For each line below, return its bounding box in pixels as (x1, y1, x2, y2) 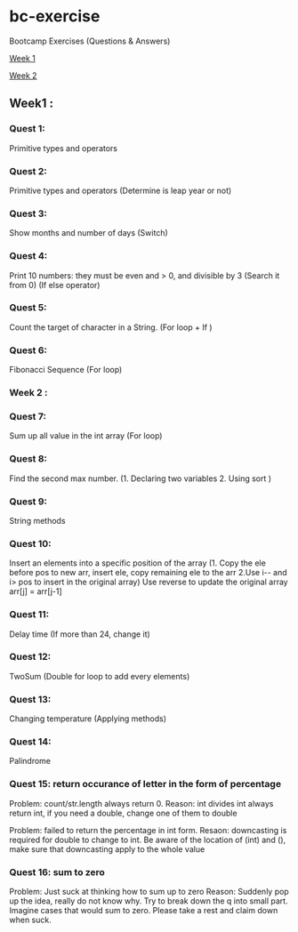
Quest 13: (9, 693, 52, 705)
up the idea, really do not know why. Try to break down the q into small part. (9, 896, 288, 906)
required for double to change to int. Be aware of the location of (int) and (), (9, 834, 286, 845)
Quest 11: (9, 608, 50, 621)
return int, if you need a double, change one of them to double (9, 807, 238, 818)
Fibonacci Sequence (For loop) (9, 365, 123, 375)
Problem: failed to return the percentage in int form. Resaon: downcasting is (9, 824, 287, 835)
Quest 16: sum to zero (9, 865, 105, 878)
